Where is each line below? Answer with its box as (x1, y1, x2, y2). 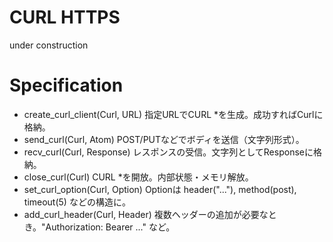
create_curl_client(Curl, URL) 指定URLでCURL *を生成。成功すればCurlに (23, 108, 324, 120)
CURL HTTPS (9, 6, 121, 29)
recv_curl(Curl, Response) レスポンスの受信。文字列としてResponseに (23, 146, 314, 158)
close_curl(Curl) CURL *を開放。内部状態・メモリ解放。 (23, 171, 254, 183)
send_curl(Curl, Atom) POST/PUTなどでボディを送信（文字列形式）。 (23, 133, 305, 145)
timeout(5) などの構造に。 (23, 196, 131, 208)
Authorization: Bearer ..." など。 (45, 221, 176, 233)
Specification (9, 74, 124, 97)
